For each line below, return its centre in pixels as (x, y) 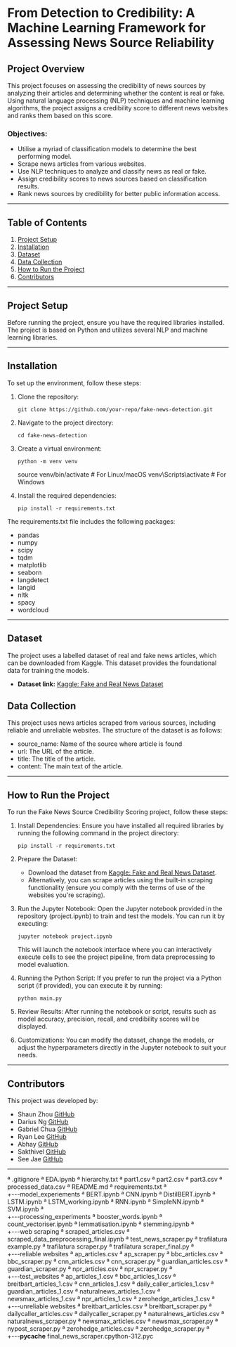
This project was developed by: (53, 1100)
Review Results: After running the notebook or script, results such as (117, 1012)
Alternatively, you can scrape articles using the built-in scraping (120, 880)
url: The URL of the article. (55, 752)
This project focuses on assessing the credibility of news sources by (106, 85)
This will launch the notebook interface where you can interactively (114, 950)
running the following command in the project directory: (98, 833)
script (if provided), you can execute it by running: (90, 986)
